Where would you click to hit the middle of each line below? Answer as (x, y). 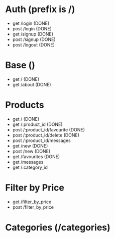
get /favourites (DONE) (36, 156)
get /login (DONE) (31, 23)
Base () (20, 65)
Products (25, 105)
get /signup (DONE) (33, 34)
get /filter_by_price (32, 202)
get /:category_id (30, 167)
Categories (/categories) (58, 227)
